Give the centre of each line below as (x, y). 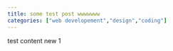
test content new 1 (34, 40)
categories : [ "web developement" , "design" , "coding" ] (87, 21)
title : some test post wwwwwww (54, 14)
